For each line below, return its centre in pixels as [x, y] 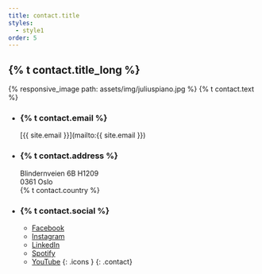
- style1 [30, 30]
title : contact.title [44, 15]
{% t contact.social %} [64, 210]
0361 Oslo [36, 181]
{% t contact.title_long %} [74, 69]
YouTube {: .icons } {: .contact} [82, 261]
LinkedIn [46, 245]
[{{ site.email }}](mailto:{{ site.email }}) [83, 135]
